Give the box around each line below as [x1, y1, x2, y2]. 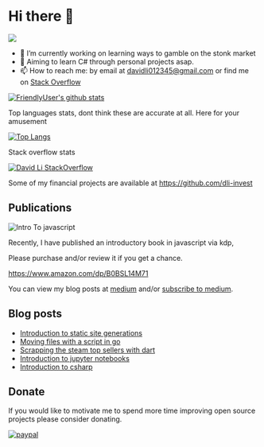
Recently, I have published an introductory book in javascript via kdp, [8, 238, 235, 247]
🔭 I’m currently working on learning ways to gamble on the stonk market [19, 48, 256, 58]
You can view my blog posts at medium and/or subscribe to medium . [8, 284, 234, 293]
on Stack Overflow [19, 77, 81, 87]
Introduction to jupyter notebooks [19, 353, 130, 363]
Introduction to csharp [19, 362, 93, 371]
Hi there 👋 [8, 7, 74, 25]
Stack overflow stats [8, 147, 76, 157]
